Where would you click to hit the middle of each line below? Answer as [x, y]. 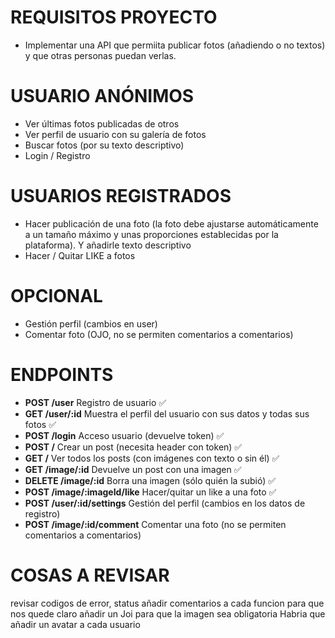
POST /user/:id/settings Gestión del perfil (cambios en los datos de [165, 503]
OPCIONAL [56, 296]
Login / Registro [57, 155]
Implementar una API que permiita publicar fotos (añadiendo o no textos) [175, 45]
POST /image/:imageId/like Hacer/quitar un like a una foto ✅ [150, 492]
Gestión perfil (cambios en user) [91, 323]
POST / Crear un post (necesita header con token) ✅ [133, 447]
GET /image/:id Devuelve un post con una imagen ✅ [133, 469]
